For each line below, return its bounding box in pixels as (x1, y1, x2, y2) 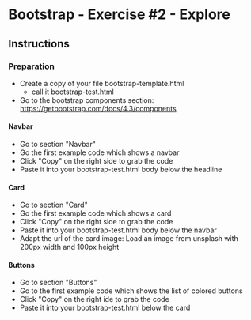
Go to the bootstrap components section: (19, 95, 154, 104)
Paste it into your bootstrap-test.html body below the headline (19, 164, 222, 175)
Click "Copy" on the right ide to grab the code (19, 295, 170, 304)
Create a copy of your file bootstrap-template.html (19, 78, 184, 88)
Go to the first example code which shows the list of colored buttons (19, 286, 243, 296)
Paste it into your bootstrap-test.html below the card (19, 303, 191, 313)
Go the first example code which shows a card (19, 209, 172, 218)
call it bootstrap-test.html (31, 87, 115, 96)
